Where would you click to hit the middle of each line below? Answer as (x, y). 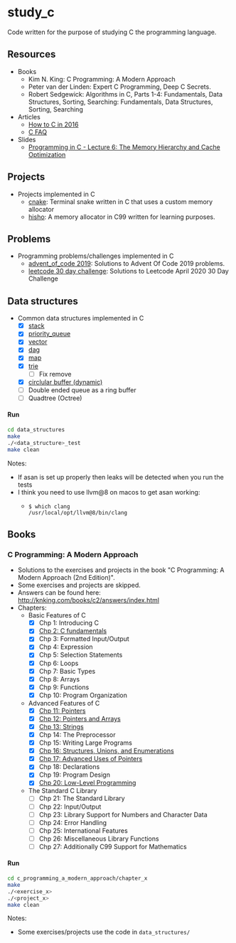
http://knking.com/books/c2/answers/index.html (88, 600)
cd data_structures (36, 430)
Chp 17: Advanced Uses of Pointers (91, 759)
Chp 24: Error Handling (73, 822)
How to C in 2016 (53, 124)
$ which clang (49, 506)
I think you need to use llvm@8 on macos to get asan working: (109, 492)
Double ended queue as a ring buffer (82, 390)
